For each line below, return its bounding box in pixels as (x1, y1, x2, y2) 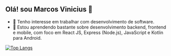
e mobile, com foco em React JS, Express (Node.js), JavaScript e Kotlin (12, 29, 164, 36)
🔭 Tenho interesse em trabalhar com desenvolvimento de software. (12, 18, 155, 24)
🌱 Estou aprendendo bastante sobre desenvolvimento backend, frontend (12, 24, 166, 30)
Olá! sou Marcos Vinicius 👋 (5, 5, 93, 14)
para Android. (12, 35, 42, 41)
